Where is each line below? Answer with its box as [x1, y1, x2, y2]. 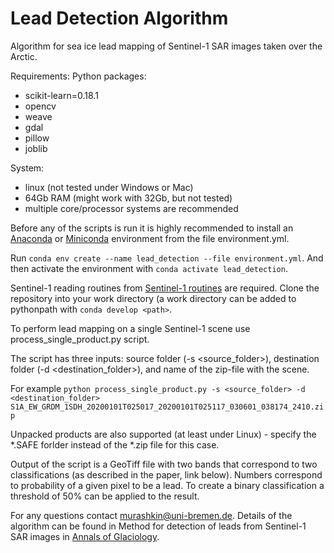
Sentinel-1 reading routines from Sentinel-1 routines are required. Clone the [10, 282, 320, 294]
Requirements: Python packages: [10, 70, 147, 82]
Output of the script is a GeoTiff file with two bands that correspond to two [10, 458, 318, 470]
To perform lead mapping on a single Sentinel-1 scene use [10, 322, 251, 334]
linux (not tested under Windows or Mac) [24, 181, 194, 193]
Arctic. [10, 50, 38, 62]
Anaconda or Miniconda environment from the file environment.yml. [10, 232, 290, 244]
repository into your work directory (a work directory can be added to [10, 292, 297, 304]
